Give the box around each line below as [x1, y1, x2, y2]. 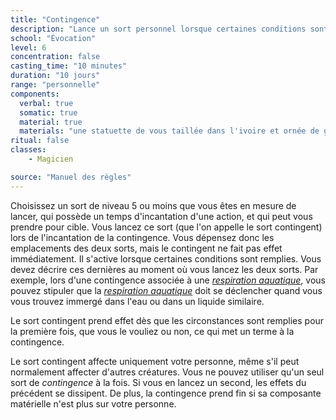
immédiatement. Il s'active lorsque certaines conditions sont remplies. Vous [10, 252, 322, 265]
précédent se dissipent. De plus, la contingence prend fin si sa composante [10, 387, 322, 399]
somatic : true [19, 107, 78, 118]
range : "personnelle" [10, 80, 101, 90]
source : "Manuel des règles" [10, 172, 132, 182]
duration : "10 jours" [10, 71, 101, 81]
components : [10, 89, 60, 99]
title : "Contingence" [10, 14, 101, 25]
